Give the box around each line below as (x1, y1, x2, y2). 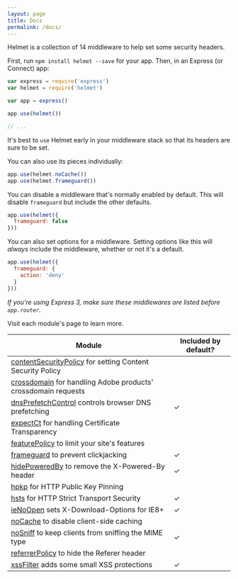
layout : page (7, 10, 46, 18)
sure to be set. (7, 143, 50, 152)
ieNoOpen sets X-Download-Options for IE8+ (11, 505, 164, 515)
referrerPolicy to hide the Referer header (11, 548, 146, 558)
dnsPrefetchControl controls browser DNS (11, 398, 152, 407)
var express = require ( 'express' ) (7, 78, 110, 85)
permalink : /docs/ (7, 23, 62, 30)
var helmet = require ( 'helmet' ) (7, 84, 103, 92)
